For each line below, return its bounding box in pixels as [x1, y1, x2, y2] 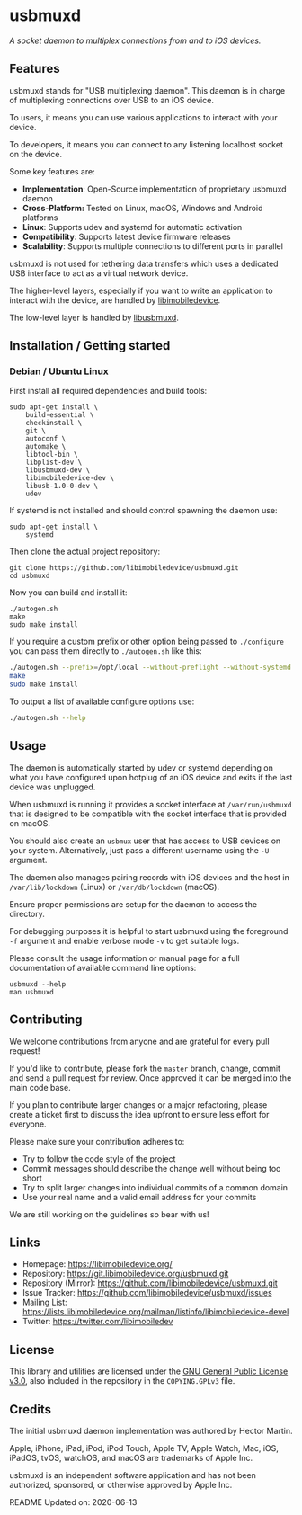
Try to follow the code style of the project [22, 1153, 176, 1164]
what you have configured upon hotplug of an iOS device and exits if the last [9, 771, 293, 782]
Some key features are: [9, 165, 96, 176]
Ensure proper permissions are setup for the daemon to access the [9, 898, 258, 909]
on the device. [9, 148, 63, 159]
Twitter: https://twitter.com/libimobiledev [22, 1316, 173, 1327]
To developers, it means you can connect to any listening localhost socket [9, 138, 283, 149]
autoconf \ [25, 434, 67, 443]
